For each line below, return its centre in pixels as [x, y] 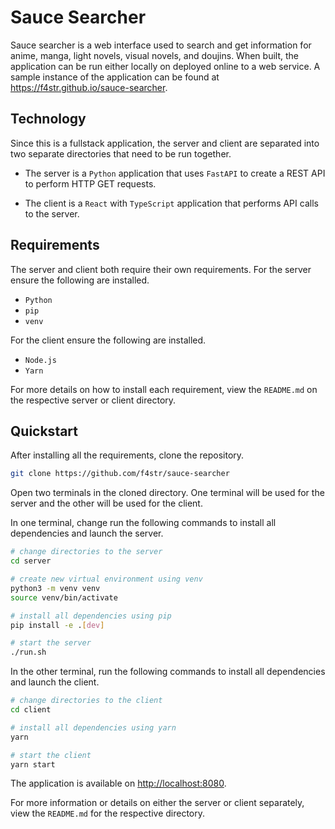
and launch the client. [55, 682]
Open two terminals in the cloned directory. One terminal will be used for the [167, 493]
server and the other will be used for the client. [106, 503]
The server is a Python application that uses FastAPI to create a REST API [175, 173]
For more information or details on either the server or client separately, [157, 803]
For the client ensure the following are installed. [108, 340]
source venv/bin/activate [64, 597]
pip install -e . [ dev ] [57, 625]
